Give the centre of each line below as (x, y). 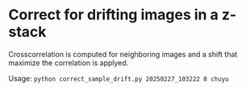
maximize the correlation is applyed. (69, 63)
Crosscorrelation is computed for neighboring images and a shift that (123, 54)
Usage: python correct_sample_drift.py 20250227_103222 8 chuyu (119, 78)
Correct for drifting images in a (114, 15)
